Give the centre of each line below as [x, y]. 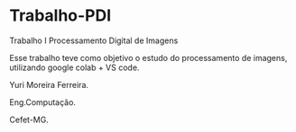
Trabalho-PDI [60, 16]
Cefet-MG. [29, 119]
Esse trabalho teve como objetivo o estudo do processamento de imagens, [148, 57]
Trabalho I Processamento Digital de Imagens [94, 40]
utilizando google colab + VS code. [74, 67]
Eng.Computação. [43, 102]
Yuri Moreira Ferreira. [49, 84]
